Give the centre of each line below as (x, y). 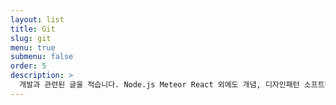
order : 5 (28, 66)
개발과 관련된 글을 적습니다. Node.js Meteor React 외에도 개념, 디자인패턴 (159, 85)
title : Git (33, 29)
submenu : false (42, 57)
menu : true (33, 47)
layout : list (37, 19)
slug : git (31, 38)
